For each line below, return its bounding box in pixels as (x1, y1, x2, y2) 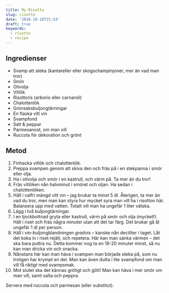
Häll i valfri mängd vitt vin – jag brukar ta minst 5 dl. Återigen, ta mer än (13, 192, 160, 198)
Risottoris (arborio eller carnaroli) (13, 94, 82, 100)
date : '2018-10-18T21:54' (6, 17, 60, 22)
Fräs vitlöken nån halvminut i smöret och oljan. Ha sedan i (13, 181, 133, 187)
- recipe (10, 36, 29, 41)
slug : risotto (6, 12, 36, 17)
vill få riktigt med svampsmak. (13, 262, 75, 268)
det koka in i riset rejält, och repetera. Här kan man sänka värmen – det (13, 235, 160, 241)
